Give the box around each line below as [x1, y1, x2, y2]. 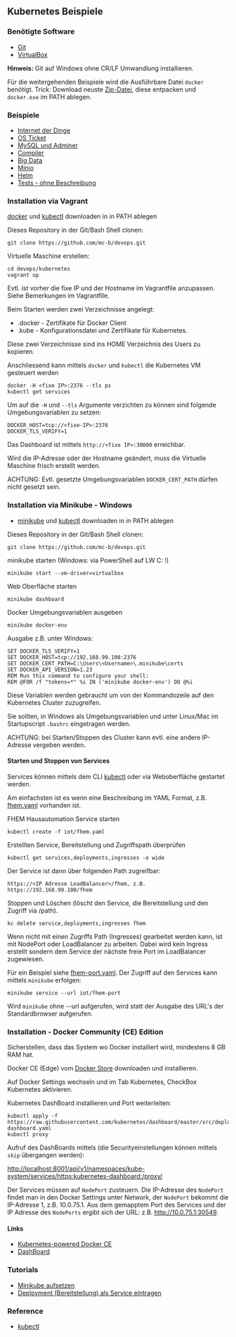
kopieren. [7, 347, 35, 356]
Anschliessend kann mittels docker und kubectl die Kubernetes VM [7, 361, 202, 369]
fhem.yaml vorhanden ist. [7, 801, 81, 809]
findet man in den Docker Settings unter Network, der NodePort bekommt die [7, 1193, 229, 1202]
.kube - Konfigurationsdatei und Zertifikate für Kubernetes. [17, 326, 188, 335]
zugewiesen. [7, 954, 44, 963]
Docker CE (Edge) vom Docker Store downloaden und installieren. [7, 1064, 198, 1073]
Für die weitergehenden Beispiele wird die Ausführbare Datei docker [7, 78, 204, 86]
